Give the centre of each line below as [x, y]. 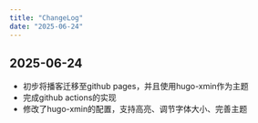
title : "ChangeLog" [46, 18]
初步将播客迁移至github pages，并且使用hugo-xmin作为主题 [135, 87]
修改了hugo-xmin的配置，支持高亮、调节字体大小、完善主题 [135, 109]
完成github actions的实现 [69, 97]
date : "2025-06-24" [46, 26]
